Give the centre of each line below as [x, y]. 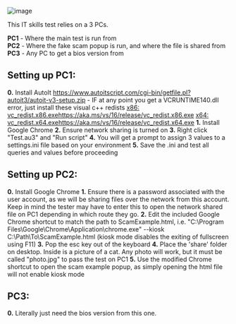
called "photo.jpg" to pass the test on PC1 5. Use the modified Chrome [110, 259]
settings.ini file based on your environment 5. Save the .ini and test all [108, 145]
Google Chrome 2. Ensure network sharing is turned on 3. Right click [107, 130]
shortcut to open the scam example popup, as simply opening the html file [115, 266]
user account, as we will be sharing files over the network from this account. [118, 199]
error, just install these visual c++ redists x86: [73, 107]
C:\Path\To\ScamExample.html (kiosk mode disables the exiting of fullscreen [118, 236]
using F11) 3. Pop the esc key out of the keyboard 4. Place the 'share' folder [117, 244]
